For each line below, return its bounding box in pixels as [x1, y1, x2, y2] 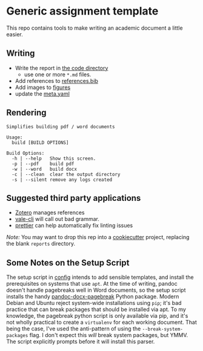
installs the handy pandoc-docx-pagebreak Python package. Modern [6, 293, 179, 300]
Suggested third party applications [6, 192, 141, 203]
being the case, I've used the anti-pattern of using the [6, 325, 141, 332]
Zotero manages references [15, 209, 85, 216]
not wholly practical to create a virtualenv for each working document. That [6, 319, 197, 326]
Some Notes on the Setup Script [6, 257, 130, 267]
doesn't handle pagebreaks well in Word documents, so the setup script [6, 286, 186, 294]
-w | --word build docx [12, 166, 78, 172]
